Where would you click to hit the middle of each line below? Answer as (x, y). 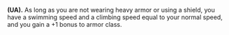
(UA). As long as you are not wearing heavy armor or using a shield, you (111, 10)
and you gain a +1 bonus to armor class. (65, 24)
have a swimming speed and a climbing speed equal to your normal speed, (115, 17)
